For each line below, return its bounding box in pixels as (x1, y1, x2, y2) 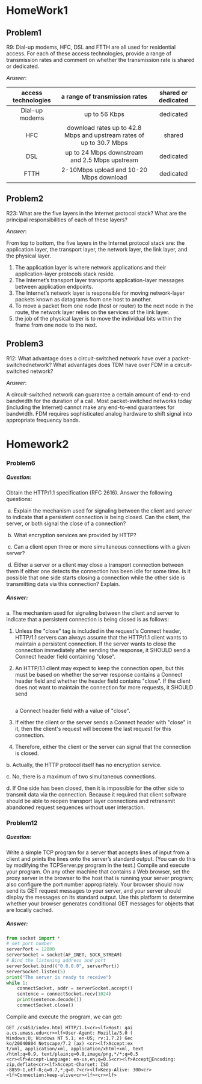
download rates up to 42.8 (67, 124, 142, 132)
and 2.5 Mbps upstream (70, 156, 138, 164)
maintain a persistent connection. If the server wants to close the (14, 640, 176, 647)
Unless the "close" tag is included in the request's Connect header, (14, 627, 182, 635)
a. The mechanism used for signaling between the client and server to (6, 609, 180, 617)
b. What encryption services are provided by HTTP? (7, 531, 136, 538)
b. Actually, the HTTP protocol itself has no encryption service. (6, 761, 162, 768)
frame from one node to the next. (14, 321, 97, 328)
